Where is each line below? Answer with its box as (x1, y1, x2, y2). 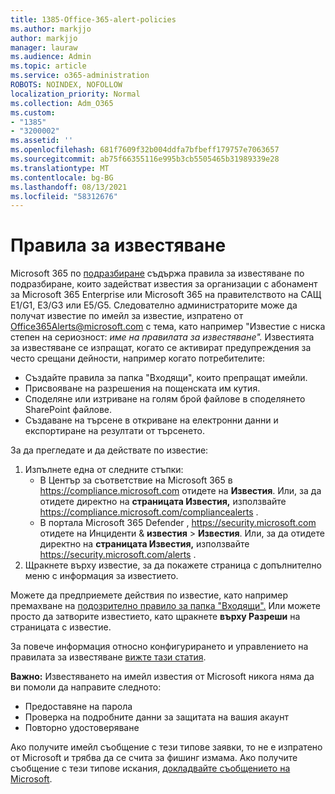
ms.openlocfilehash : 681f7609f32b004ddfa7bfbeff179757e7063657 (10, 145, 280, 155)
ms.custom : (10, 107, 56, 118)
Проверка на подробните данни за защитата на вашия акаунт (24, 711, 289, 723)
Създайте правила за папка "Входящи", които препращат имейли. (24, 372, 308, 384)
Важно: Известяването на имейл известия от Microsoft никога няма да (10, 671, 315, 683)
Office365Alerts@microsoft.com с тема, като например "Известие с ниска (10, 321, 326, 333)
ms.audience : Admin (10, 52, 92, 62)
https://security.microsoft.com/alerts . (39, 549, 197, 561)
